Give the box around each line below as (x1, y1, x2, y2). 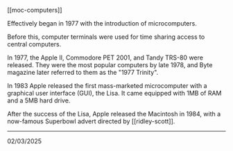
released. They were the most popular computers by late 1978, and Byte (7, 61, 213, 69)
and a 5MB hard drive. (7, 96, 71, 105)
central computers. (7, 40, 62, 48)
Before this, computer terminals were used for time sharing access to (7, 33, 205, 41)
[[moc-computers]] (7, 6, 62, 14)
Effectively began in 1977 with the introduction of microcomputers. (7, 19, 198, 27)
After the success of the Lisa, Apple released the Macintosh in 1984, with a (7, 110, 221, 118)
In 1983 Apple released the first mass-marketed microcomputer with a (7, 82, 207, 89)
